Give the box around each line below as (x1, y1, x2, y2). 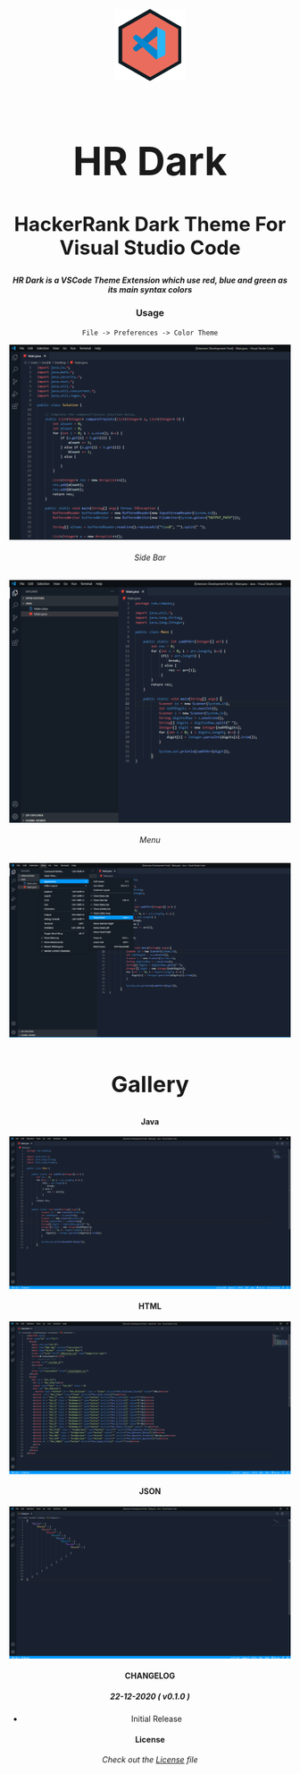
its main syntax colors (107, 284, 193, 295)
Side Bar (134, 552, 166, 563)
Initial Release (130, 1713, 183, 1725)
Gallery (111, 1070, 189, 1099)
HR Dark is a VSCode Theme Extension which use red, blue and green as (12, 275, 287, 285)
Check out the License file (102, 1754, 198, 1765)
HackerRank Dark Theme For (13, 212, 287, 236)
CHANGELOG (124, 1670, 176, 1681)
